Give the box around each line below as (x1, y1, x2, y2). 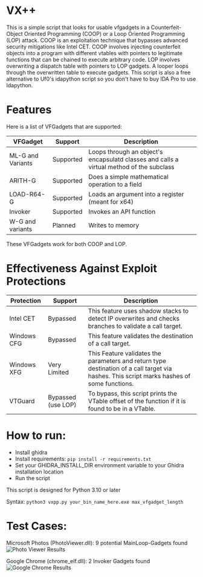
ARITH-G (9, 176, 36, 185)
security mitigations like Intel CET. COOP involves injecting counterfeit (6, 43, 181, 50)
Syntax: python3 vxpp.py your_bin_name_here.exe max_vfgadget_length (6, 498, 184, 505)
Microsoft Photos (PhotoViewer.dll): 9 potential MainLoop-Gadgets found (6, 539, 188, 546)
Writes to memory (88, 221, 140, 229)
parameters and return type (88, 356, 167, 365)
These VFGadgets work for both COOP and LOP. (6, 240, 127, 247)
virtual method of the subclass (88, 162, 175, 171)
